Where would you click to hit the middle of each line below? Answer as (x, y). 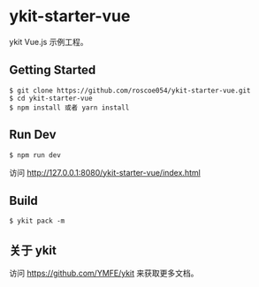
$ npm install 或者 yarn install (69, 108)
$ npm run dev (35, 155)
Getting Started (53, 70)
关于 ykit (33, 250)
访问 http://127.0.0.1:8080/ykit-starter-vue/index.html (105, 172)
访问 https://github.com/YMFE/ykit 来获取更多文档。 (104, 273)
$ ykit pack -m (37, 221)
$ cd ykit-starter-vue (51, 98)
